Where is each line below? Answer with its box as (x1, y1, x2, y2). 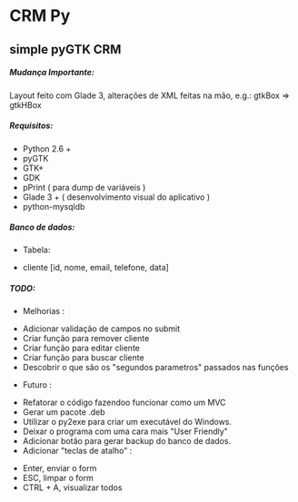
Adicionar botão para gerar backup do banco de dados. (22, 436, 232, 447)
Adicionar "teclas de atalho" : (22, 446, 133, 457)
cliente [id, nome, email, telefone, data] (22, 262, 170, 273)
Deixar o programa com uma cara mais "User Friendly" (22, 426, 229, 437)
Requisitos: (9, 120, 54, 132)
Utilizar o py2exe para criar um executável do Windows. (22, 417, 233, 428)
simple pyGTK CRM (9, 42, 122, 57)
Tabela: (22, 244, 51, 255)
